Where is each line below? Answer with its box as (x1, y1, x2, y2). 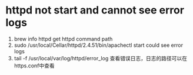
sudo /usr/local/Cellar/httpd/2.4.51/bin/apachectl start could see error (14, 42, 184, 49)
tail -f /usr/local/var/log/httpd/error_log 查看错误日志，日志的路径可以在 (14, 54, 188, 62)
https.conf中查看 (14, 62, 55, 69)
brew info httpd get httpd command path (14, 35, 113, 42)
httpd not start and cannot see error (5, 4, 185, 17)
